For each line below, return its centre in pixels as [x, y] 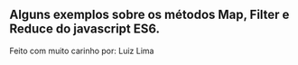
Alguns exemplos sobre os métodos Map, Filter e [149, 15]
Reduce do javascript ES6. [85, 29]
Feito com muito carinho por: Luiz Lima [82, 51]
